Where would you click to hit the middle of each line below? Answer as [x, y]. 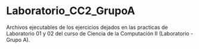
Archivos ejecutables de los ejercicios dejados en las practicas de [87, 27]
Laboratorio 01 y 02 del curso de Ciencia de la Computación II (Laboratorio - [100, 33]
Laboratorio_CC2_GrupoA [71, 11]
